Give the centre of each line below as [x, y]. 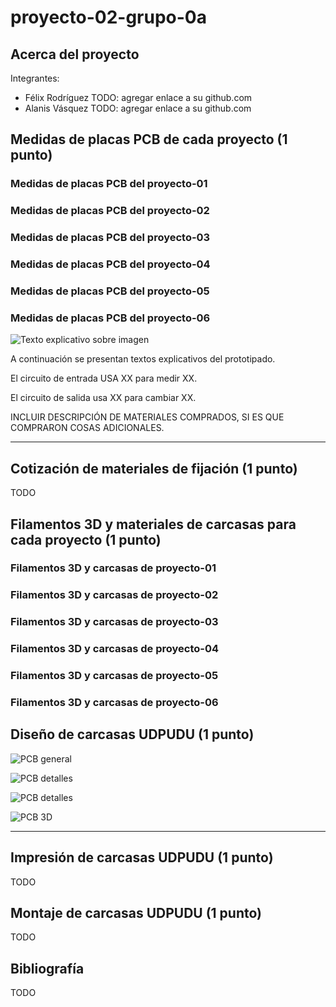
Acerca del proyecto [75, 54]
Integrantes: [35, 78]
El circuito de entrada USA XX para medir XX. [104, 378]
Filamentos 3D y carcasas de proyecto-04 [115, 649]
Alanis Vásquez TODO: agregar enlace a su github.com [138, 108]
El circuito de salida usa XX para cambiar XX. [103, 398]
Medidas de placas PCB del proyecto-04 [110, 264]
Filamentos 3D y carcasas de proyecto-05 [114, 676]
